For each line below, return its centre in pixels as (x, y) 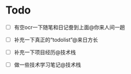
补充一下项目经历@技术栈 (45, 52)
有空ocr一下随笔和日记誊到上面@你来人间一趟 (69, 27)
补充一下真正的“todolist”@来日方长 (56, 40)
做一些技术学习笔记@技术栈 (48, 65)
